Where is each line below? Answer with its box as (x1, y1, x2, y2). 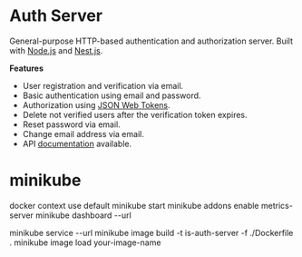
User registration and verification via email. (22, 80, 184, 91)
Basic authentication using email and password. (22, 90, 201, 101)
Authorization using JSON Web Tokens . (22, 99, 170, 110)
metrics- (260, 200, 293, 211)
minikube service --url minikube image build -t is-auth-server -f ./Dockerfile (9, 227, 294, 238)
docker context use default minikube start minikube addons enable (9, 200, 260, 211)
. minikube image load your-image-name (9, 237, 161, 248)
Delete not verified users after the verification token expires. (22, 109, 248, 120)
